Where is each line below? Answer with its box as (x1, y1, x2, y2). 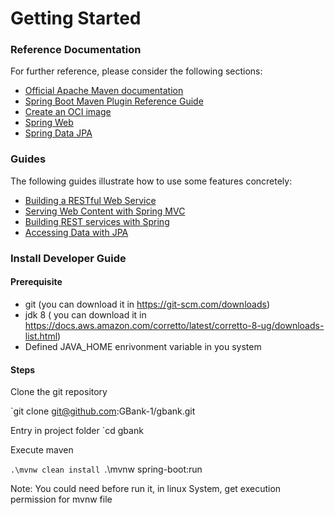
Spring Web (24, 117, 74, 129)
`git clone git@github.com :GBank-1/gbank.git (10, 405, 196, 417)
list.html (24, 330, 58, 342)
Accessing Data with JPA (24, 226, 129, 238)
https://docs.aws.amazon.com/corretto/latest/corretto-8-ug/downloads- (24, 319, 325, 331)
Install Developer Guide (10, 251, 127, 265)
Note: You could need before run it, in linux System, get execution (10, 483, 282, 495)
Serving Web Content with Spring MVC (24, 205, 186, 217)
